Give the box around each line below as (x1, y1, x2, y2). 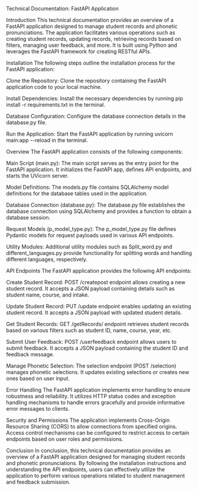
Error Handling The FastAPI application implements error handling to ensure (6, 386, 191, 393)
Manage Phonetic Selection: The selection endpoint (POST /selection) (6, 362, 177, 369)
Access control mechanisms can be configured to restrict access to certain (6, 429, 190, 436)
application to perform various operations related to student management (6, 472, 185, 479)
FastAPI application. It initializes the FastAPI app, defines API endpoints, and (6, 166, 192, 173)
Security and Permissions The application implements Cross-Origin (6, 417, 170, 424)
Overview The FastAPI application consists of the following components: (6, 148, 183, 155)
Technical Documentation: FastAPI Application (6, 5, 119, 12)
